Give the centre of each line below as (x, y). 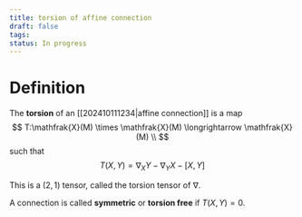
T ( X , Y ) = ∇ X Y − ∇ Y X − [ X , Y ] (152, 166)
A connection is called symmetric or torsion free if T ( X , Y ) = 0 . (127, 202)
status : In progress (49, 43)
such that (27, 152)
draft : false (34, 26)
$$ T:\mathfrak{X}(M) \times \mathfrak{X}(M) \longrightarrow (127, 127)
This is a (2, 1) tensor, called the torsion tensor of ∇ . (105, 185)
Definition (48, 88)
